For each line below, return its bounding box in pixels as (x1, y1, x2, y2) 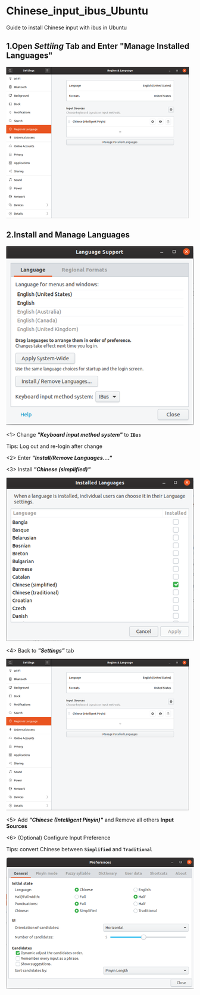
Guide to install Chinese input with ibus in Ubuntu (6, 24, 127, 31)
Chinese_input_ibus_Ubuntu (6, 4, 149, 18)
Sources (6, 822, 28, 830)
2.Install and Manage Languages (6, 230, 130, 240)
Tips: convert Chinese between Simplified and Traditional (6, 845, 153, 852)
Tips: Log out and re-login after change (6, 443, 103, 450)
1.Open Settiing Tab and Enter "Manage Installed (6, 41, 190, 51)
